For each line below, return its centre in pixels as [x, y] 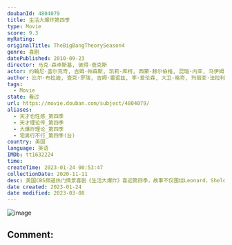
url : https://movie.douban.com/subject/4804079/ [78, 104]
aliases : [20, 110]
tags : [15, 84]
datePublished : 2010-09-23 [46, 59]
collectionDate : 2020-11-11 [48, 174]
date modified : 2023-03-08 [46, 193]
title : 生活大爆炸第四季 [39, 20]
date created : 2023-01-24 [44, 187]
